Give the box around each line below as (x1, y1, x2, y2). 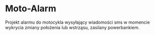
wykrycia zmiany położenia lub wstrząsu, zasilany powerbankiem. (5, 24, 140, 30)
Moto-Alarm (5, 3, 56, 14)
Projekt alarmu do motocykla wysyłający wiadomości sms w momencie (5, 19, 150, 25)
